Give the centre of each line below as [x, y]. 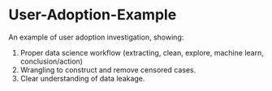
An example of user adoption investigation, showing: [96, 37]
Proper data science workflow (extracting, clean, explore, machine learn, [142, 52]
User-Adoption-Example [93, 15]
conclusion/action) [52, 61]
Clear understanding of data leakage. [82, 78]
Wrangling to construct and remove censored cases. [108, 69]
